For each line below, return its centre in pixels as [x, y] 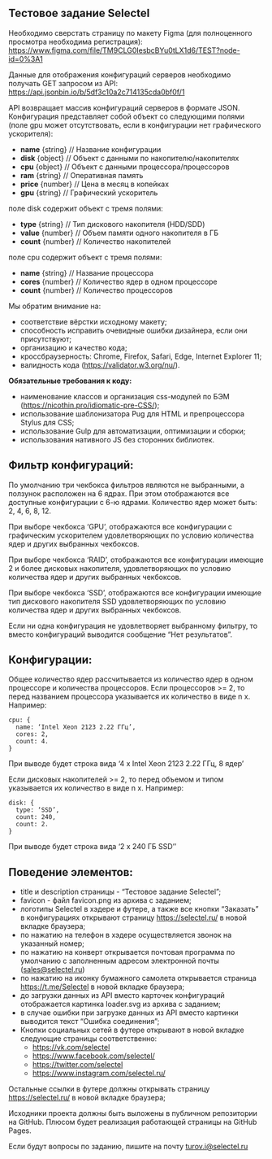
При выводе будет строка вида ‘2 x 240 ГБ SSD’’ [93, 847]
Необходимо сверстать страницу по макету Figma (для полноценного [130, 33]
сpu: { [19, 720]
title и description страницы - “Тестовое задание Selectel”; [121, 892]
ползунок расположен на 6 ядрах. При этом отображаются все [119, 493]
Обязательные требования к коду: [70, 381]
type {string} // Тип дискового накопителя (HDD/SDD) [112, 224]
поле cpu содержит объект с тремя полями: [85, 257]
